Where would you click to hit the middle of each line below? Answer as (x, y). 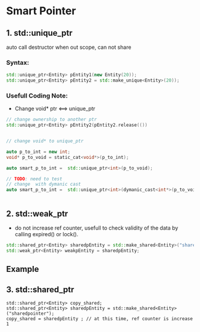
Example (23, 269)
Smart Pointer (41, 11)
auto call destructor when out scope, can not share (69, 47)
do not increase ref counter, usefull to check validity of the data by (96, 228)
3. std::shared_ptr (40, 289)
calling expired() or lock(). (46, 234)
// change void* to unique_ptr (45, 141)
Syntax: (18, 62)
